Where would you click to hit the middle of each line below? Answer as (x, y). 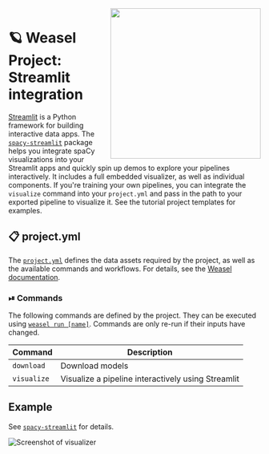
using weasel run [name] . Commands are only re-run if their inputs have (127, 324)
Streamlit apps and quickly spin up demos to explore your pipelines (119, 168)
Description (150, 352)
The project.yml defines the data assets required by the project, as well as (132, 260)
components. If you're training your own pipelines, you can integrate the (127, 184)
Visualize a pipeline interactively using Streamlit (150, 379)
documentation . (34, 277)
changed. (24, 333)
